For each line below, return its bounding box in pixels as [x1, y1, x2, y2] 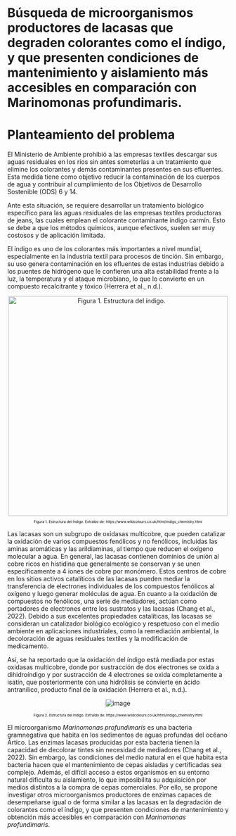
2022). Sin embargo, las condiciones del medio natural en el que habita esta [7, 753, 228, 761]
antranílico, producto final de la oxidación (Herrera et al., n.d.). [7, 685, 188, 694]
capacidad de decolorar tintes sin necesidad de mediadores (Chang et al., [7, 746, 221, 754]
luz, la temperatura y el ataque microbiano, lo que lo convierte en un [7, 274, 205, 283]
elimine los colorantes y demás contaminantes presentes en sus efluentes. [7, 165, 223, 174]
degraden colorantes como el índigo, [7, 35, 226, 51]
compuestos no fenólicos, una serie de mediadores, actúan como [7, 597, 197, 606]
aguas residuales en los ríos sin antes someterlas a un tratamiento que [7, 158, 211, 166]
